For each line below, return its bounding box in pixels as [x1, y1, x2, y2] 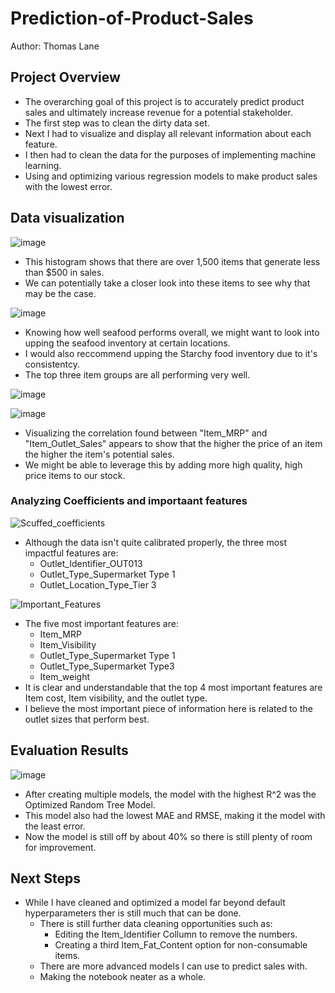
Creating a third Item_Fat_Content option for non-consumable [54, 939, 308, 951]
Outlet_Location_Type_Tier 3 [39, 578, 157, 591]
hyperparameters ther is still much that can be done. [24, 907, 242, 919]
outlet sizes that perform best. [24, 713, 150, 725]
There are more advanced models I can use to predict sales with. [39, 960, 308, 972]
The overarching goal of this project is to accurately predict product [24, 95, 305, 107]
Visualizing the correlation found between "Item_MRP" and [24, 427, 268, 439]
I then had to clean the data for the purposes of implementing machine [24, 148, 317, 161]
